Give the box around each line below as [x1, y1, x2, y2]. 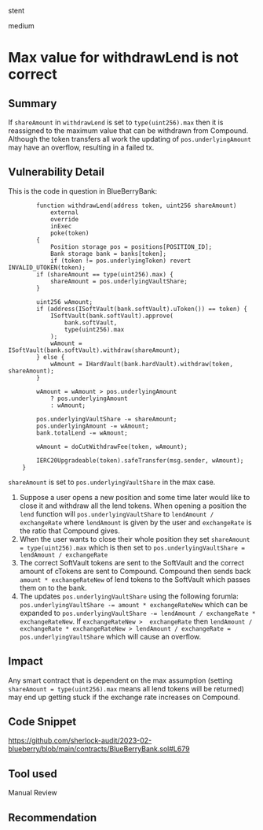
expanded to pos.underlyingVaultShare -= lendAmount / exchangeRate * [19, 608, 256, 617]
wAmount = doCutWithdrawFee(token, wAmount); [36, 443, 188, 450]
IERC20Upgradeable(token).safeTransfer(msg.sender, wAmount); [36, 456, 244, 465]
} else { [36, 353, 65, 361]
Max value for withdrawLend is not [8, 49, 239, 67]
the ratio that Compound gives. [19, 526, 120, 535]
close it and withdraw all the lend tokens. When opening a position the [19, 501, 247, 510]
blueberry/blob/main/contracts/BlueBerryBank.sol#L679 [8, 744, 190, 754]
